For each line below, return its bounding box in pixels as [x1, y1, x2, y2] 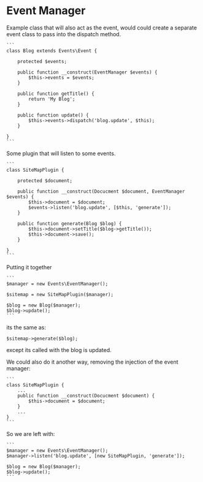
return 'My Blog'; [28, 96, 75, 102]
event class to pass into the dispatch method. [6, 30, 121, 37]
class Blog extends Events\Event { [6, 47, 98, 54]
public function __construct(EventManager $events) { [17, 69, 158, 75]
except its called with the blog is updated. [6, 346, 112, 353]
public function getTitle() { [17, 90, 95, 97]
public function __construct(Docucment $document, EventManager [17, 188, 185, 194]
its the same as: [6, 323, 47, 331]
